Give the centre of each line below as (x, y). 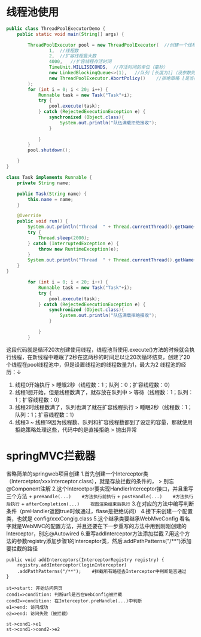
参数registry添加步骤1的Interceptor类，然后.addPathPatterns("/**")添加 (104, 541)
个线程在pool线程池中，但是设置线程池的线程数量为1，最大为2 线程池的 (94, 364)
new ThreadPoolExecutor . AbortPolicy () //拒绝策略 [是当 (121, 78)
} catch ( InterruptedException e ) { (73, 243)
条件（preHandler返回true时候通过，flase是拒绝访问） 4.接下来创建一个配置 (100, 511)
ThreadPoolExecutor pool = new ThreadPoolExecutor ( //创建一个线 (110, 45)
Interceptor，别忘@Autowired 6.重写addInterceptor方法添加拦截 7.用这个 (96, 534)
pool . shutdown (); (49, 150)
